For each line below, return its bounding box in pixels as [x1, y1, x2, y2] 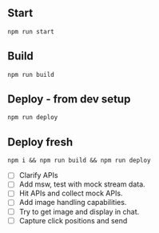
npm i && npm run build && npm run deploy [7, 156, 151, 165]
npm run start [7, 27, 55, 35]
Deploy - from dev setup [7, 92, 131, 106]
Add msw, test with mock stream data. [18, 179, 145, 189]
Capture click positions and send [18, 215, 128, 225]
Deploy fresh [7, 135, 74, 149]
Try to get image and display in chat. [18, 207, 140, 216]
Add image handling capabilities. [18, 198, 127, 207]
